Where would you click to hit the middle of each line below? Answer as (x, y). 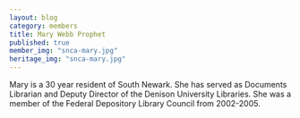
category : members (43, 26)
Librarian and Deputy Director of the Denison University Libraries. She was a (150, 94)
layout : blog (34, 17)
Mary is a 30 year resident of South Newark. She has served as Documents (148, 84)
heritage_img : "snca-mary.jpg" (68, 59)
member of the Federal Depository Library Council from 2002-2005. (135, 103)
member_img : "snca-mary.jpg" (64, 51)
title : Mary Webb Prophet (57, 34)
